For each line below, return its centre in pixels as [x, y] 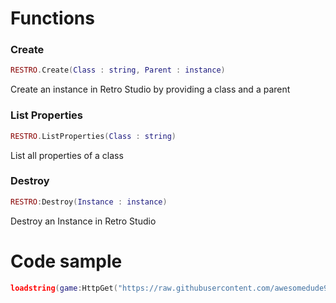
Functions [52, 18]
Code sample [66, 261]
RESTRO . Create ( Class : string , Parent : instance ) [118, 70]
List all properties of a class [67, 155]
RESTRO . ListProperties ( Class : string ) [93, 136]
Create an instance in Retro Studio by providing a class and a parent [150, 89]
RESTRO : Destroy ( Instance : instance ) [89, 202]
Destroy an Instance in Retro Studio [83, 221]
